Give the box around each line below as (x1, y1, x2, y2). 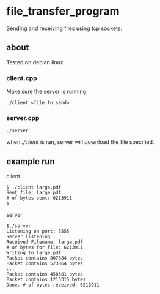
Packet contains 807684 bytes (6, 255, 84, 262)
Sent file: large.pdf (6, 190, 62, 196)
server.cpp (6, 113, 40, 122)
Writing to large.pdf (6, 250, 62, 256)
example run (6, 156, 55, 167)
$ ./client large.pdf (6, 184, 62, 190)
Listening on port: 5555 (6, 228, 70, 235)
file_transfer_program (6, 4, 120, 18)
